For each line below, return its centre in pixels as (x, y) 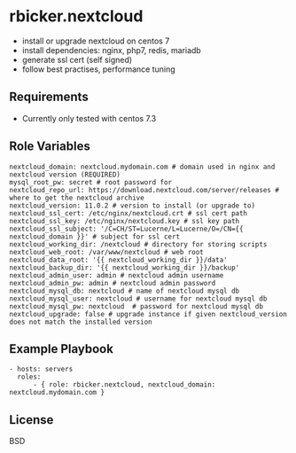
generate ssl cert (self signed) (77, 59)
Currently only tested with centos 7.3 (89, 118)
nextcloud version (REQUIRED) (65, 175)
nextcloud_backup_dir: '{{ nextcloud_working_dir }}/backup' (125, 268)
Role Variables (50, 147)
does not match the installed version (81, 322)
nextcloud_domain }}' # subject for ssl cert (94, 237)
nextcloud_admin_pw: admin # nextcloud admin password (113, 283)
